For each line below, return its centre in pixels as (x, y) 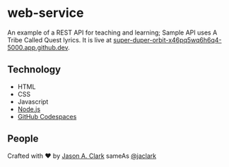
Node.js (29, 109)
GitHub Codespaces (47, 116)
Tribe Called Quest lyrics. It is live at (59, 39)
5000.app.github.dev (38, 47)
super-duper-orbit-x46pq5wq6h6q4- (167, 39)
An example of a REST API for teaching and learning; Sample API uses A (112, 32)
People (23, 139)
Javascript (33, 101)
